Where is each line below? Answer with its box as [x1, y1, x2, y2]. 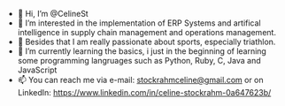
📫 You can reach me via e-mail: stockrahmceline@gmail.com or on [17, 75, 264, 85]
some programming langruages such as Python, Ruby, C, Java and [17, 56, 261, 65]
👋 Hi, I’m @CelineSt [17, 9, 89, 19]
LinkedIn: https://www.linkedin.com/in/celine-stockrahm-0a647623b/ [17, 87, 272, 97]
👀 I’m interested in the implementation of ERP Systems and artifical [17, 18, 261, 28]
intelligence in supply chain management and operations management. [17, 27, 277, 37]
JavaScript [17, 64, 58, 75]
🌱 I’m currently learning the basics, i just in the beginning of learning [17, 46, 267, 57]
